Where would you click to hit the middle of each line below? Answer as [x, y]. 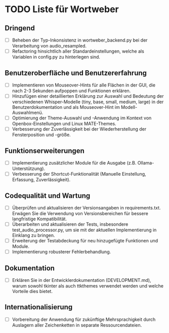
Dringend [20, 28]
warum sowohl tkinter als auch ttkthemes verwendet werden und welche [88, 286]
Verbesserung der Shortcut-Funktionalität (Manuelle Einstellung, [79, 174]
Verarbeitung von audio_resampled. [49, 46]
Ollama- [146, 163]
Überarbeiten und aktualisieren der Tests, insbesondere [70, 224]
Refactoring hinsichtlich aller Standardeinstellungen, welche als [78, 51]
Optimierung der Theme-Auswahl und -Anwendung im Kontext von [82, 118]
